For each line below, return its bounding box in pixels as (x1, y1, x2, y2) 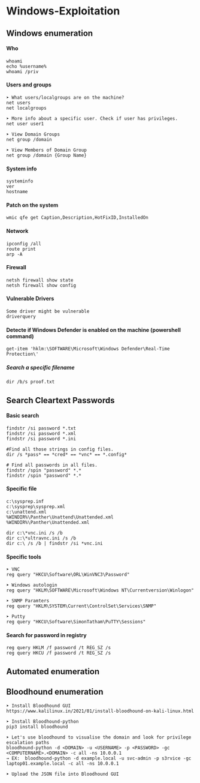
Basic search (6, 412, 40, 419)
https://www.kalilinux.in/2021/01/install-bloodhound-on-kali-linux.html (6, 708, 195, 714)
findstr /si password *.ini (6, 436, 77, 442)
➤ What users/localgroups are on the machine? (6, 94, 125, 100)
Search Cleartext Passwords (6, 395, 115, 406)
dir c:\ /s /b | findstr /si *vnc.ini (6, 540, 103, 547)
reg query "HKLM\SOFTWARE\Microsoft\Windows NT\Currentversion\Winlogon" (6, 587, 195, 593)
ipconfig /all (6, 241, 42, 247)
